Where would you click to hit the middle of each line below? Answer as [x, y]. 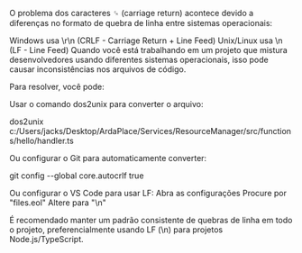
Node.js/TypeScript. [46, 239]
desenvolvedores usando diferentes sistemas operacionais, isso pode [139, 59]
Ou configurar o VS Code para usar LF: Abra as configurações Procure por [148, 193]
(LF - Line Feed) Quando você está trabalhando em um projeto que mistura [149, 50]
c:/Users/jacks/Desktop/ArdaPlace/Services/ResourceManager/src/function [150, 131]
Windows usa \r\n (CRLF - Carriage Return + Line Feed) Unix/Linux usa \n [146, 41]
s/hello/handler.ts [41, 140]
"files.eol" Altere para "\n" [58, 203]
